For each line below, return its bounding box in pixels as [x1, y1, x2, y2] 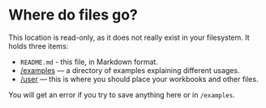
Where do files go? [8, 6, 138, 24]
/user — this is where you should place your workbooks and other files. [19, 74, 259, 84]
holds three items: [8, 41, 69, 50]
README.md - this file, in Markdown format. [19, 57, 158, 67]
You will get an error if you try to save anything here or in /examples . [8, 89, 235, 99]
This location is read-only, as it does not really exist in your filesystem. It [8, 32, 250, 42]
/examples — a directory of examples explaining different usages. [19, 65, 240, 75]
